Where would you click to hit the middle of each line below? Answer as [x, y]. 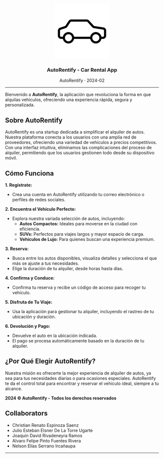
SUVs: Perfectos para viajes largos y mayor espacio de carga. [82, 234]
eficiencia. [30, 229]
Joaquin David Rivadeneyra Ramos [47, 436]
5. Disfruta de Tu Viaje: [29, 302]
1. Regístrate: [19, 185]
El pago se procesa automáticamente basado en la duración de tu [78, 340]
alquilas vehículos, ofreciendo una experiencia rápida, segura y [69, 100]
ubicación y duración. [34, 317]
